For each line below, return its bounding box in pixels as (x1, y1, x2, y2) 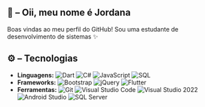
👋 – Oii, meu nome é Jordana (7, 7, 131, 19)
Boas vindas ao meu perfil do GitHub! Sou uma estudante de (7, 25, 179, 33)
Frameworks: (17, 78, 56, 86)
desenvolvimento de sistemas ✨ (7, 32, 98, 40)
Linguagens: (17, 71, 54, 79)
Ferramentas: (17, 85, 57, 93)
